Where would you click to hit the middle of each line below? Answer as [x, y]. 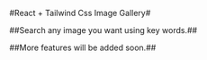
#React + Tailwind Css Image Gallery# [80, 13]
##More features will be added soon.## [83, 47]
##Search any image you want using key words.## [103, 30]
